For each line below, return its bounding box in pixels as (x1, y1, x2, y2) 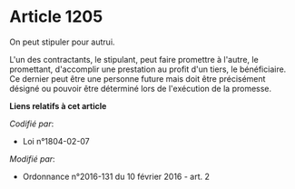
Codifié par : (9, 118, 54, 129)
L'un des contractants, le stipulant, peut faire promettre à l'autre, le (9, 54, 259, 65)
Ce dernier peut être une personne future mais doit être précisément (9, 73, 266, 84)
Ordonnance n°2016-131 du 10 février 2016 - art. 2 (22, 171, 211, 182)
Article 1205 (9, 6, 103, 27)
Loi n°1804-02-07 (22, 135, 91, 146)
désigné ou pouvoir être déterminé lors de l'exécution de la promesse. (9, 83, 272, 94)
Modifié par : (9, 153, 56, 164)
